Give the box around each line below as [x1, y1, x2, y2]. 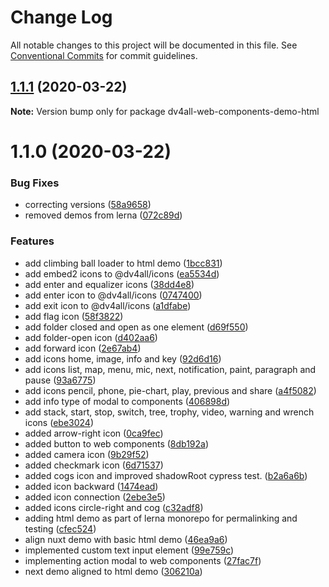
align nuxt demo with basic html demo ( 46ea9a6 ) [24, 533, 228, 545]
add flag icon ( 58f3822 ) [24, 310, 124, 322]
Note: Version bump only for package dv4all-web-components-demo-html [10, 105, 320, 117]
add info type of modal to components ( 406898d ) [24, 395, 231, 407]
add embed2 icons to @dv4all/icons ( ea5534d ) [24, 267, 220, 280]
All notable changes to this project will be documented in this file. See [10, 39, 298, 51]
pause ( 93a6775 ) [24, 374, 97, 386]
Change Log [10, 6, 113, 29]
